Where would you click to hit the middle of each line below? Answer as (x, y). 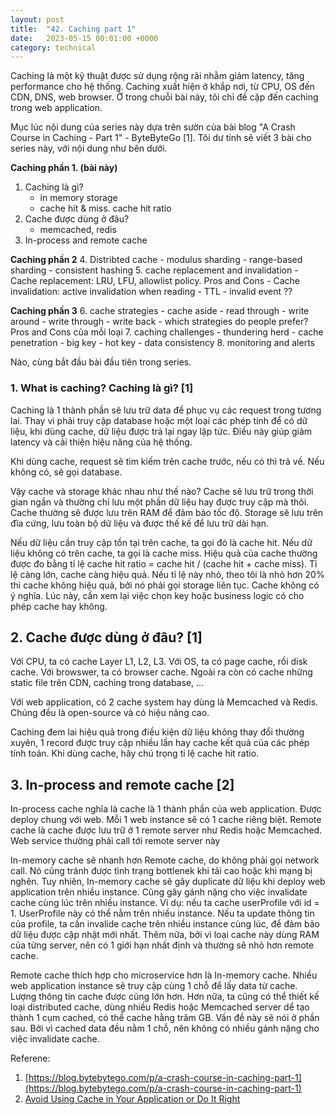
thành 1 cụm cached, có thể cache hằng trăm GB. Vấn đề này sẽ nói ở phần (165, 1018)
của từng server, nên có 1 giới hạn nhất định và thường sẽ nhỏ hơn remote (162, 945)
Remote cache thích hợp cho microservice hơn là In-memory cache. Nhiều (164, 975)
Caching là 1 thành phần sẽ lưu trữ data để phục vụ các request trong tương (166, 410)
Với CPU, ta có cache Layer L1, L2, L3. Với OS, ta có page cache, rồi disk (159, 662)
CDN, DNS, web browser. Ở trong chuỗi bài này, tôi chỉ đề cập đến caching (164, 97)
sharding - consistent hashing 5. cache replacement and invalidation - (154, 270)
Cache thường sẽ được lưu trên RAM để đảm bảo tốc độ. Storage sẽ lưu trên (167, 512)
